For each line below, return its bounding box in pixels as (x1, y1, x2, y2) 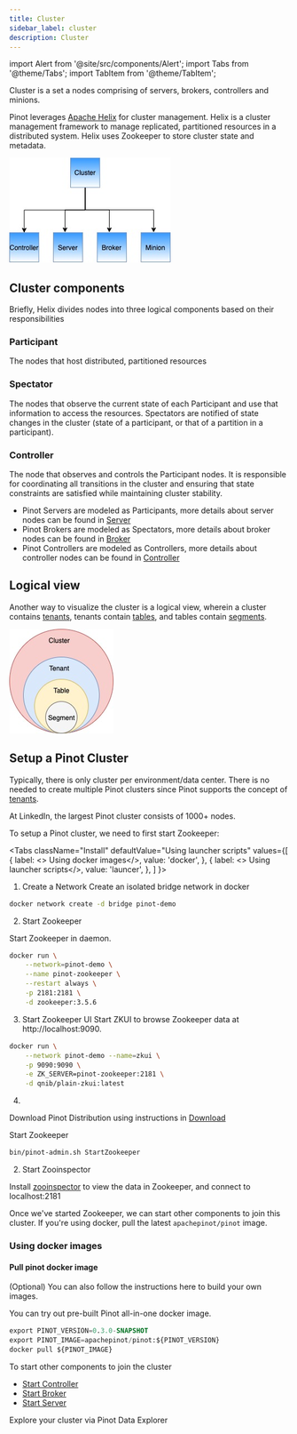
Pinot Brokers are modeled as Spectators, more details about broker (21, 525, 270, 535)
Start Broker (21, 1388, 66, 1398)
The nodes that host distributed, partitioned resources (9, 356, 207, 366)
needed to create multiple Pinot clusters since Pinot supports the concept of (9, 783, 288, 795)
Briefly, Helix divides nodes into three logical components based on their (9, 304, 275, 315)
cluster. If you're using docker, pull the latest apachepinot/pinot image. (9, 1218, 268, 1229)
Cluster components (9, 280, 126, 295)
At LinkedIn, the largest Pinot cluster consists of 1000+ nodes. (9, 810, 237, 821)
